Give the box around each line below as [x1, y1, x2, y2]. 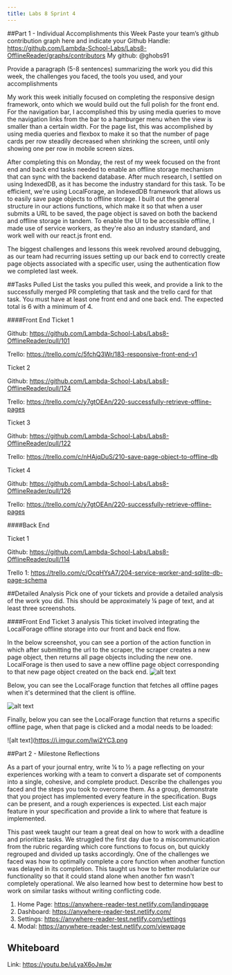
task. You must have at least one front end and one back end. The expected [7, 295, 224, 303]
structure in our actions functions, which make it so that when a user [7, 202, 203, 210]
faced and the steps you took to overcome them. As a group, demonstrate [7, 785, 218, 793]
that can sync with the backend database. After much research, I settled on [7, 172, 222, 181]
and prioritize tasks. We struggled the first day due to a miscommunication [7, 835, 220, 843]
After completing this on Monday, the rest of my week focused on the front [7, 157, 220, 166]
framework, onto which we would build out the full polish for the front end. [7, 100, 220, 108]
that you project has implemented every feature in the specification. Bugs [7, 792, 217, 800]
